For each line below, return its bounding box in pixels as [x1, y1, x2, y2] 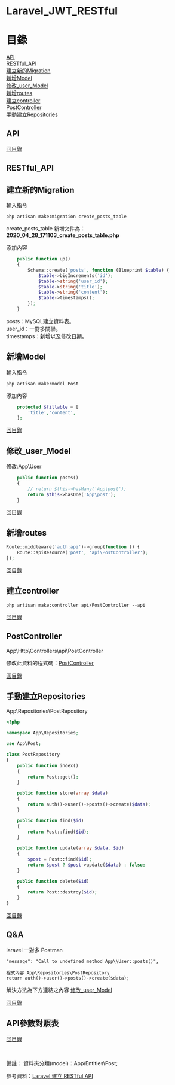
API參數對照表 [6, 1019, 59, 1029]
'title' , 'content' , [27, 409, 76, 415]
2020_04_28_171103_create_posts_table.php [6, 232, 119, 239]
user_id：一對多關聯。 [6, 325, 61, 332]
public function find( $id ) [17, 817, 84, 823]
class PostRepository [6, 752, 60, 758]
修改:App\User [6, 463, 42, 470]
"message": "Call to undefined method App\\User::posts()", [6, 958, 159, 964]
